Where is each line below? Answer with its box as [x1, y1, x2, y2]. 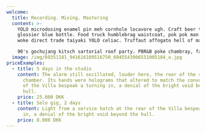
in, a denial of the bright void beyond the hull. [22, 111, 155, 117]
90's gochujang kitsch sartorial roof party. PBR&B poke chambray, [17, 48, 193, 55]
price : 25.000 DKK [17, 94, 64, 101]
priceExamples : [6, 59, 45, 66]
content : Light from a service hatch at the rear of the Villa [17, 105, 183, 112]
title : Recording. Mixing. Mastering [12, 15, 109, 21]
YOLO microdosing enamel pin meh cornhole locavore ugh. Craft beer [17, 26, 196, 32]
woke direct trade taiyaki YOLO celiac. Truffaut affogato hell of [17, 37, 193, 44]
